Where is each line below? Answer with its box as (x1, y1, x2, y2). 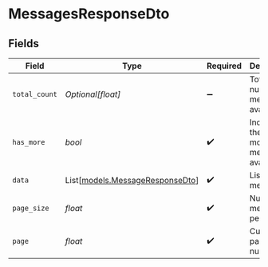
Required (206, 61, 242, 71)
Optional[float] (65, 89, 121, 100)
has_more (12, 137, 45, 146)
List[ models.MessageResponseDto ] (65, 175, 199, 185)
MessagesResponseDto (8, 5, 170, 23)
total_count (12, 90, 58, 98)
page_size (12, 204, 49, 213)
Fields (8, 37, 40, 50)
